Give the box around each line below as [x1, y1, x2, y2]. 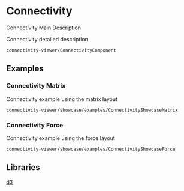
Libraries [6, 162, 40, 172]
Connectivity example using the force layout [6, 134, 115, 142]
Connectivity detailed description [6, 35, 89, 43]
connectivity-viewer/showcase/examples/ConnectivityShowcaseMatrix [6, 107, 179, 113]
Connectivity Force [6, 121, 64, 129]
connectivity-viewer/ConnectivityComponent [6, 47, 117, 53]
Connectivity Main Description [6, 24, 81, 31]
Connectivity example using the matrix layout [6, 95, 118, 103]
